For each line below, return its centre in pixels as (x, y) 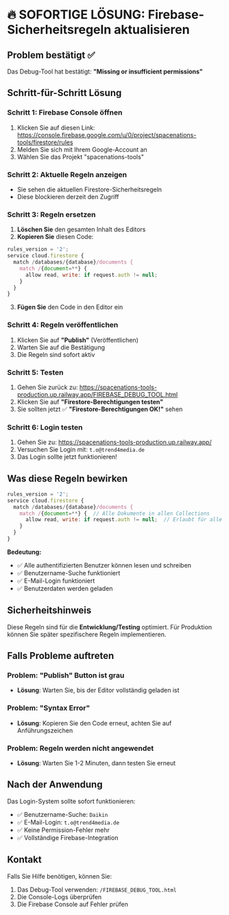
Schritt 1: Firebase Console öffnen (65, 113)
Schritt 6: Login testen (45, 427)
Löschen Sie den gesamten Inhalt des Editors (81, 229)
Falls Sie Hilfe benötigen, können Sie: (60, 876)
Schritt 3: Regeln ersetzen (51, 214)
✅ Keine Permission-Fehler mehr (63, 830)
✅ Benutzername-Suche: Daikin (62, 814)
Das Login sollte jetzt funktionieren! (67, 457)
